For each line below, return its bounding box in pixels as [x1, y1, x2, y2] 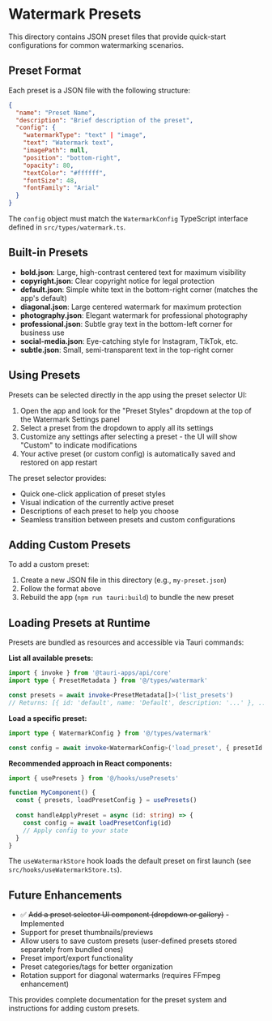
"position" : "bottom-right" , [23, 153, 121, 162]
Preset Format [8, 64, 82, 78]
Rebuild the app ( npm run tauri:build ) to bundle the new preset [19, 593, 235, 603]
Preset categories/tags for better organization [19, 962, 173, 972]
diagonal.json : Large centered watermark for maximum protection [19, 302, 242, 311]
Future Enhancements [8, 888, 123, 902]
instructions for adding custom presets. [8, 1003, 140, 1014]
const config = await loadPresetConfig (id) [23, 818, 172, 827]
